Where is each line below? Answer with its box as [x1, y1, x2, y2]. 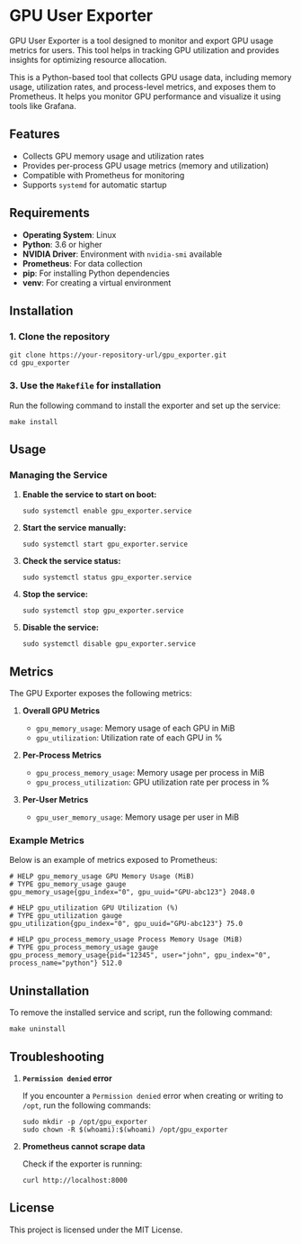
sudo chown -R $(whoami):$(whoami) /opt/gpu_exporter [22, 1125, 228, 1134]
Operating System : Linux [22, 229, 117, 240]
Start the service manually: [22, 522, 127, 533]
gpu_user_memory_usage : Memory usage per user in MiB [35, 812, 240, 822]
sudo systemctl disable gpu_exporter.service [22, 640, 196, 649]
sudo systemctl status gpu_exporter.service [22, 573, 192, 582]
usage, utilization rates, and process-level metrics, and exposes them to [9, 81, 277, 92]
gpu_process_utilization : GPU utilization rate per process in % [35, 776, 270, 788]
